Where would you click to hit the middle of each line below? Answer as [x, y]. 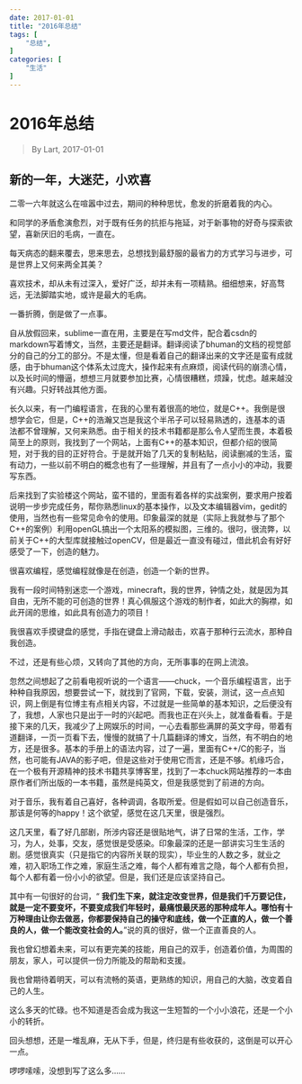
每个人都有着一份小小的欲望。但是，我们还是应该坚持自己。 [120, 877]
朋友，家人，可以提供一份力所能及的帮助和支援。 [100, 960]
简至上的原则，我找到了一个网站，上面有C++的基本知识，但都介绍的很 [139, 442]
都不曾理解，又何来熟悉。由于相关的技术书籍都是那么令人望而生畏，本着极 [155, 431]
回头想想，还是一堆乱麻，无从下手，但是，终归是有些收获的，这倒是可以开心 [151, 1040]
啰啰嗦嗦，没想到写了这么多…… [67, 1070]
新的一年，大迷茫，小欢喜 [80, 180]
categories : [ [36, 59]
